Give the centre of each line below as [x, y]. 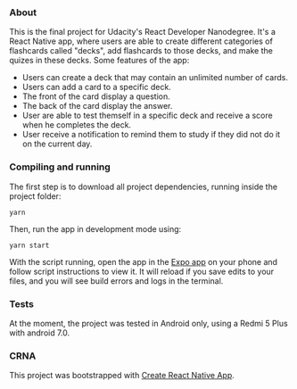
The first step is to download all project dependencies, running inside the [144, 186]
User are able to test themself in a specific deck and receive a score [148, 116]
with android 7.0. [40, 333]
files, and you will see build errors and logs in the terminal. [116, 281]
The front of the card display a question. [96, 96]
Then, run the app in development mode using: [95, 228]
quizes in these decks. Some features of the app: [99, 61]
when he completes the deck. [77, 125]
